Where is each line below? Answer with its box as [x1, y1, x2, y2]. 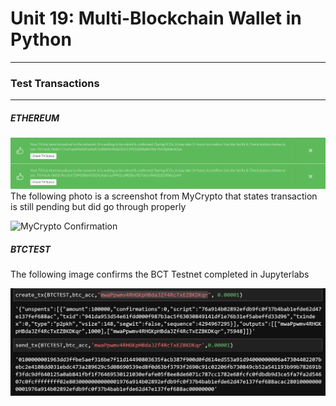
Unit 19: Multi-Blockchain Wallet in [10, 7, 302, 30]
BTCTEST [10, 243, 52, 255]
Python [10, 28, 72, 51]
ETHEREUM [10, 112, 60, 124]
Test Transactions [10, 76, 100, 90]
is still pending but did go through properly [10, 201, 187, 213]
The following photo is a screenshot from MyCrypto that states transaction [10, 190, 318, 202]
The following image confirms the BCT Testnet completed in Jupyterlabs [10, 268, 310, 281]
